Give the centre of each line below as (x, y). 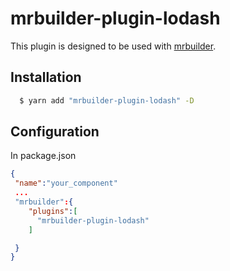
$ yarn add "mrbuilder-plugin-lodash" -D (107, 100)
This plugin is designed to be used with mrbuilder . (113, 46)
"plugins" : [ (53, 211)
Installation (46, 77)
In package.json (43, 156)
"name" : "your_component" (66, 183)
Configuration (55, 132)
